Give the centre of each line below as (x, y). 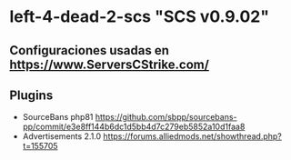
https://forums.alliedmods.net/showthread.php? (192, 136)
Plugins (31, 95)
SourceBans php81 (58, 117)
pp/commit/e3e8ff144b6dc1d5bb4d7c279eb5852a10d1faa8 (134, 127)
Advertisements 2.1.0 (62, 136)
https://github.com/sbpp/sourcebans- (166, 117)
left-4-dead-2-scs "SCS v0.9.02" (140, 17)
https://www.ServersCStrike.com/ (109, 64)
